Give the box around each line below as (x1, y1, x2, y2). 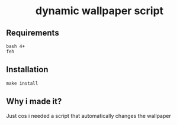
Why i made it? (6, 97, 62, 107)
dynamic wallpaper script (35, 4, 164, 18)
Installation (6, 65, 49, 75)
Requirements (6, 28, 59, 38)
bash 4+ (6, 43, 25, 49)
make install (6, 80, 38, 86)
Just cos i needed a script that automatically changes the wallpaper (6, 112, 172, 119)
